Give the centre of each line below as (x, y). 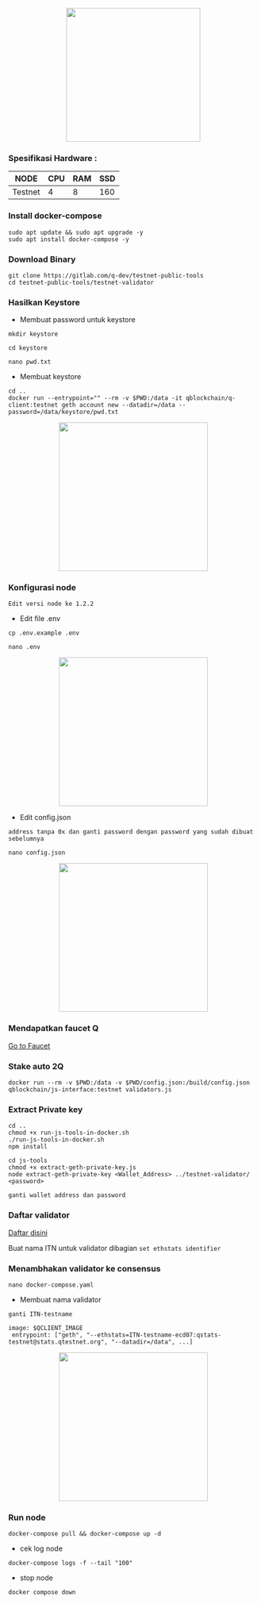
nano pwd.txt (30, 362)
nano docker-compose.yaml (51, 1285)
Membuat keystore (50, 377)
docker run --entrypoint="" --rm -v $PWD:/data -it (95, 398)
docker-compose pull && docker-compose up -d (84, 1534)
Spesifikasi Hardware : (53, 158)
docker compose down (42, 1593)
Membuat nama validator (60, 1299)
